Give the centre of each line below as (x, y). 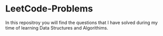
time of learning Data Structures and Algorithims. (57, 27)
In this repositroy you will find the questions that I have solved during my (81, 22)
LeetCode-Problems (49, 9)
